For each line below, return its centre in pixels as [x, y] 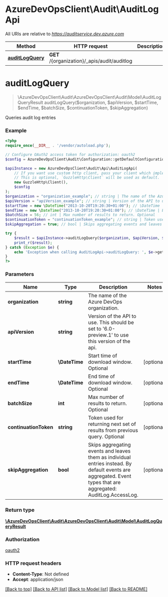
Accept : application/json [38, 579]
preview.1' [101, 335]
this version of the [109, 341]
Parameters [19, 274]
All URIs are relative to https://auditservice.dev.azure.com [65, 34]
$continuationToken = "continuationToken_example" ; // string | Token [80, 220]
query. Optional [106, 436]
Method [26, 46]
